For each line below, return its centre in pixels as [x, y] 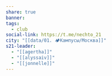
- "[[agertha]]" [32, 52]
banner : [16, 18]
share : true [21, 12]
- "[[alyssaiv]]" [33, 58]
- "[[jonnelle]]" [33, 63]
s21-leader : [21, 47]
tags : [12, 23]
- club [19, 29]
